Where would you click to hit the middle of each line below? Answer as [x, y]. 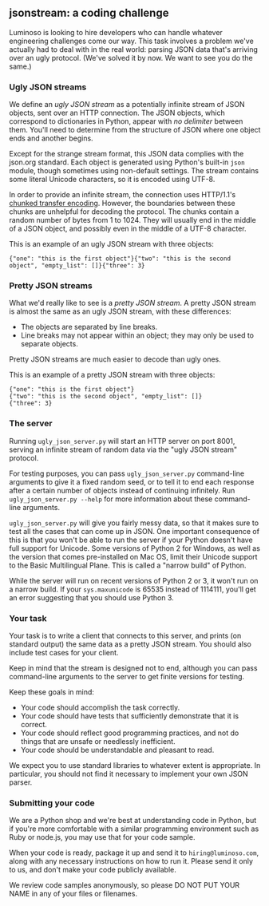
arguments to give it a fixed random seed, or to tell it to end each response [132, 481]
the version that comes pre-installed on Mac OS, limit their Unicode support [133, 556]
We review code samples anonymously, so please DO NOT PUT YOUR [125, 885]
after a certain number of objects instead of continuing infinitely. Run [122, 490]
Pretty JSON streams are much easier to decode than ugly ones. [115, 359]
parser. [21, 782]
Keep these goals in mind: [52, 692]
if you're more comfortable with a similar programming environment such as [134, 829]
